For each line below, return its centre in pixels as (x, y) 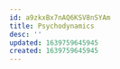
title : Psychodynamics (52, 26)
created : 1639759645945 (54, 51)
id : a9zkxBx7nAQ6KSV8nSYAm (60, 17)
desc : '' (26, 34)
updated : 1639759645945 (54, 43)
